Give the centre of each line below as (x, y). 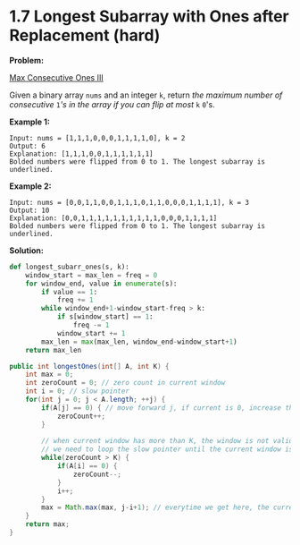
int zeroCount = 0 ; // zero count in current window (125, 383)
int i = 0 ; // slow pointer (77, 391)
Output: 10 (29, 210)
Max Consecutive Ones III (57, 77)
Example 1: (30, 122)
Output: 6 (28, 146)
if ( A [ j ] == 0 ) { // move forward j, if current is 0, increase (161, 408)
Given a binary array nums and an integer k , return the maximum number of (146, 95)
